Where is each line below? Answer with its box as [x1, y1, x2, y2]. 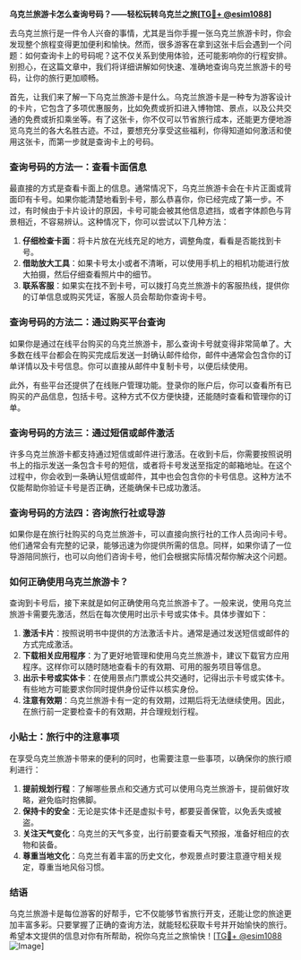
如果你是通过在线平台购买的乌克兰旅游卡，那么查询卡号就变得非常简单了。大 [9, 338, 292, 348]
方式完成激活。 [21, 639, 78, 650]
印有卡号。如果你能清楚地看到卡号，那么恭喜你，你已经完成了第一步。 [16, 194, 276, 205]
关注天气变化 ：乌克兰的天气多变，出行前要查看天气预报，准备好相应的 [21, 827, 282, 838]
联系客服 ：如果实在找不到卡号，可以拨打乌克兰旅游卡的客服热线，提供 [21, 280, 282, 291]
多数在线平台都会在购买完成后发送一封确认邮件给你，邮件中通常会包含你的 [9, 349, 284, 360]
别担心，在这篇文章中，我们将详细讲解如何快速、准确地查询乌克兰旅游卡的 [9, 62, 284, 72]
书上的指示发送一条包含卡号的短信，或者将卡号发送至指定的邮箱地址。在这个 [9, 459, 292, 470]
